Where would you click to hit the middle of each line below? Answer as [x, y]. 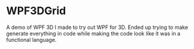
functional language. [31, 40]
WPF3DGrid [36, 11]
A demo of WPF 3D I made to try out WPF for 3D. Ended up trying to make [97, 27]
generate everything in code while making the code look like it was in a [93, 33]
